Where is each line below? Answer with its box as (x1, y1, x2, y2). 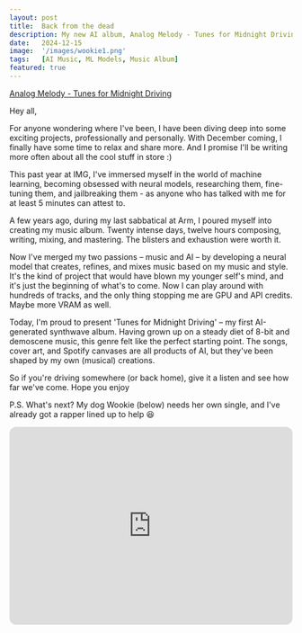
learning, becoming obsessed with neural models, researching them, (9, 178, 263, 189)
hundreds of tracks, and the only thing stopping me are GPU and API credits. (9, 290, 293, 300)
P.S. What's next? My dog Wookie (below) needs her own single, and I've (9, 399, 280, 410)
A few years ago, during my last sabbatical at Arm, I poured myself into (9, 215, 272, 226)
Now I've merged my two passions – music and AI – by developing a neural (9, 251, 287, 262)
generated (9, 325, 48, 337)
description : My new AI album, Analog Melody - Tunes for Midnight (9, 30, 268, 39)
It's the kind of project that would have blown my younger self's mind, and (9, 271, 285, 281)
